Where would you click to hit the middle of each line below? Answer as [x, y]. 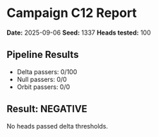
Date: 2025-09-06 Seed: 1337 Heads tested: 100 [79, 32]
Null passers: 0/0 [42, 79]
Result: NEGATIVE [47, 109]
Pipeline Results [43, 55]
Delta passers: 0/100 [47, 71]
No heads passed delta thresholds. [57, 126]
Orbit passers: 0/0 [43, 87]
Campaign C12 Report [72, 13]
